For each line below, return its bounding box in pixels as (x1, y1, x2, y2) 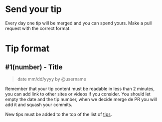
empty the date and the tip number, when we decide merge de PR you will (5, 96, 157, 102)
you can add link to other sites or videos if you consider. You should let (5, 91, 151, 97)
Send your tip (5, 3, 62, 15)
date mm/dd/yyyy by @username (17, 76, 86, 82)
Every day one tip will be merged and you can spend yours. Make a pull (5, 20, 152, 26)
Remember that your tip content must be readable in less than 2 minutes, (5, 85, 155, 91)
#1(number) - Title (5, 62, 63, 71)
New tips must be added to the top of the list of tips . (5, 111, 112, 117)
